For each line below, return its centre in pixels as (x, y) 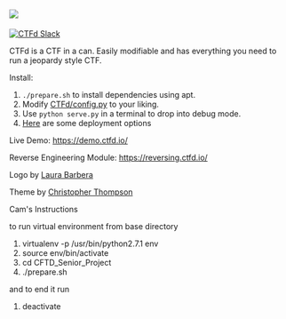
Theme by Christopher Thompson (71, 192)
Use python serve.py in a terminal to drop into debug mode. (131, 113)
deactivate (41, 306)
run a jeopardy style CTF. (56, 60)
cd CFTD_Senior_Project (67, 262)
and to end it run (40, 289)
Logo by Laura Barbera (51, 174)
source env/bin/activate (65, 252)
